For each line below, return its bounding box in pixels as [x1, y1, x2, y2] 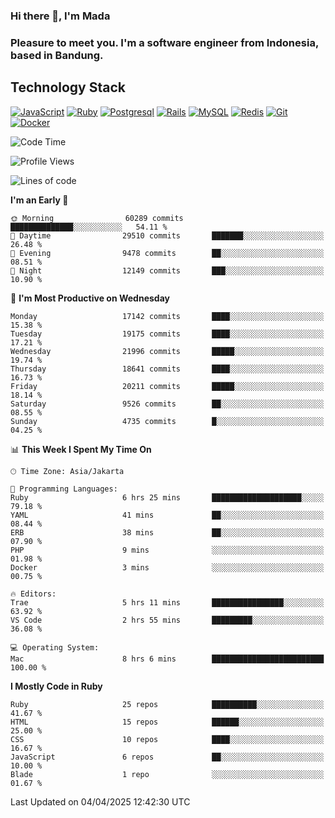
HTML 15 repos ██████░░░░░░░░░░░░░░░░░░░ [10, 717, 325, 727]
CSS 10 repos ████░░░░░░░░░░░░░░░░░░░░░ [10, 734, 325, 744]
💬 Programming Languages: [10, 484, 118, 494]
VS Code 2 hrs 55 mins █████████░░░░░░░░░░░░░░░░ [10, 615, 325, 625]
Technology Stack [10, 79, 126, 96]
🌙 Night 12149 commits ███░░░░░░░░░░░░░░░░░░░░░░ [10, 265, 325, 276]
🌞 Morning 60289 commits [10, 213, 184, 223]
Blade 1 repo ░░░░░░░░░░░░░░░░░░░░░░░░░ [10, 769, 325, 779]
